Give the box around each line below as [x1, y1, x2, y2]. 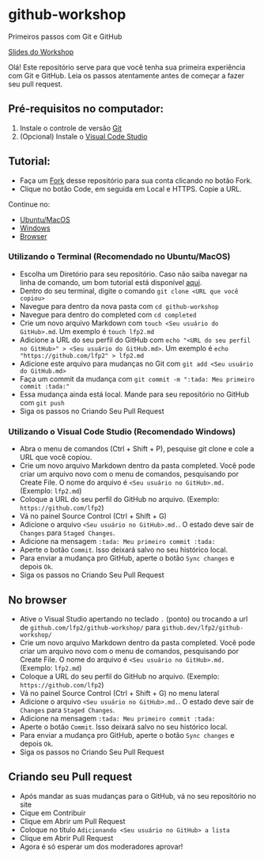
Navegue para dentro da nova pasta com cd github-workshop [19, 301, 219, 310]
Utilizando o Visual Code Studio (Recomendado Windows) [8, 426, 236, 437]
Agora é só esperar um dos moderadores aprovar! [19, 842, 183, 851]
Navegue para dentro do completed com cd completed [19, 310, 197, 319]
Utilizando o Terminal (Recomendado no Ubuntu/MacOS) [8, 251, 231, 262]
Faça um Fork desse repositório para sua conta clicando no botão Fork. [19, 176, 253, 185]
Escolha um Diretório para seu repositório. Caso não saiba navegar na [19, 269, 247, 279]
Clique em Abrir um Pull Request [19, 816, 126, 826]
